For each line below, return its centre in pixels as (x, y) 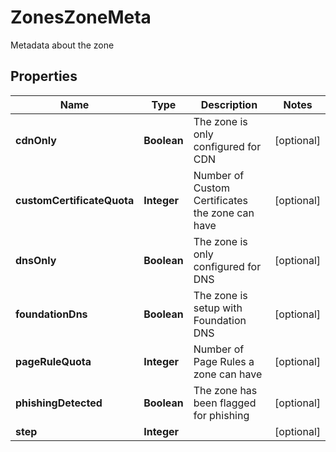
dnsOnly (36, 260)
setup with (218, 308)
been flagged (225, 403)
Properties (44, 76)
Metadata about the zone (62, 45)
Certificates (221, 200)
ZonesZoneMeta (81, 17)
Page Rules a (224, 361)
